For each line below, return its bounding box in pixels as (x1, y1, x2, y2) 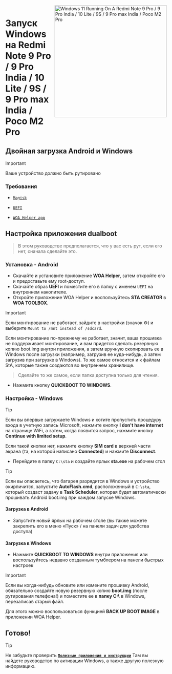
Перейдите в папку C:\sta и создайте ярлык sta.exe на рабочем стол (12, 458, 165, 464)
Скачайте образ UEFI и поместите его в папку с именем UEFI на (12, 284, 154, 290)
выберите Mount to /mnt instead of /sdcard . (5, 325, 103, 331)
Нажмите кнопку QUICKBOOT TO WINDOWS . (12, 382, 112, 388)
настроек (12, 562, 34, 568)
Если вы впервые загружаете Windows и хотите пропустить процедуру (5, 416, 162, 423)
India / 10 (5, 72, 45, 83)
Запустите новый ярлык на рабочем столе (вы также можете (12, 517, 147, 523)
